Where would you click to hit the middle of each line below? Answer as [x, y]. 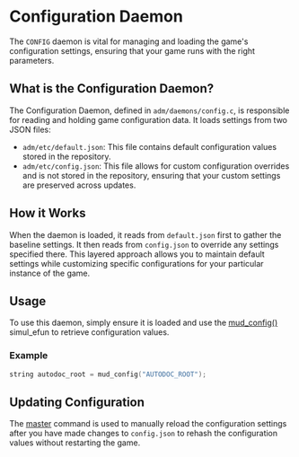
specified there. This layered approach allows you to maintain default [137, 254]
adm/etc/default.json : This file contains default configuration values [149, 146]
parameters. [32, 60]
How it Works [48, 213]
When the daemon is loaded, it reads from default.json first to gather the [145, 234]
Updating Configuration [77, 402]
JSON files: [30, 129]
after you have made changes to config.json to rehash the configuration [144, 434]
